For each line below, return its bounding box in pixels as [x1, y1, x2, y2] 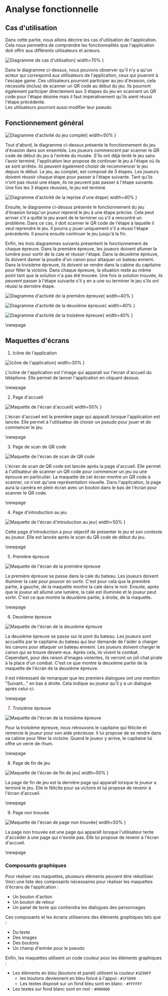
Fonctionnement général [5, 119, 83, 128]
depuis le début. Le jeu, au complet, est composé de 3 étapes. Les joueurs [5, 168, 159, 174]
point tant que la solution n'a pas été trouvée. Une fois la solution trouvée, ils [5, 272, 163, 278]
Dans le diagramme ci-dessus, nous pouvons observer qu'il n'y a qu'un [5, 67, 152, 73]
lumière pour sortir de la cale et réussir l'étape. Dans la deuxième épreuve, [5, 251, 159, 257]
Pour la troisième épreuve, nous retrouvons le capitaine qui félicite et [5, 724, 147, 730]
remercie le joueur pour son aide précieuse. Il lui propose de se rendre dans [5, 729, 161, 736]
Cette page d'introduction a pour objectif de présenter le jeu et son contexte [5, 529, 162, 535]
